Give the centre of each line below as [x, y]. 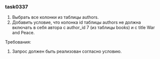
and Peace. [23, 33]
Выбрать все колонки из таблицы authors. [55, 17]
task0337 [16, 7]
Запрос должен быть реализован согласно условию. [67, 51]
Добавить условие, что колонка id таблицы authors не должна [76, 22]
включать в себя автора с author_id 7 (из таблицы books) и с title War [83, 28]
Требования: [18, 42]
